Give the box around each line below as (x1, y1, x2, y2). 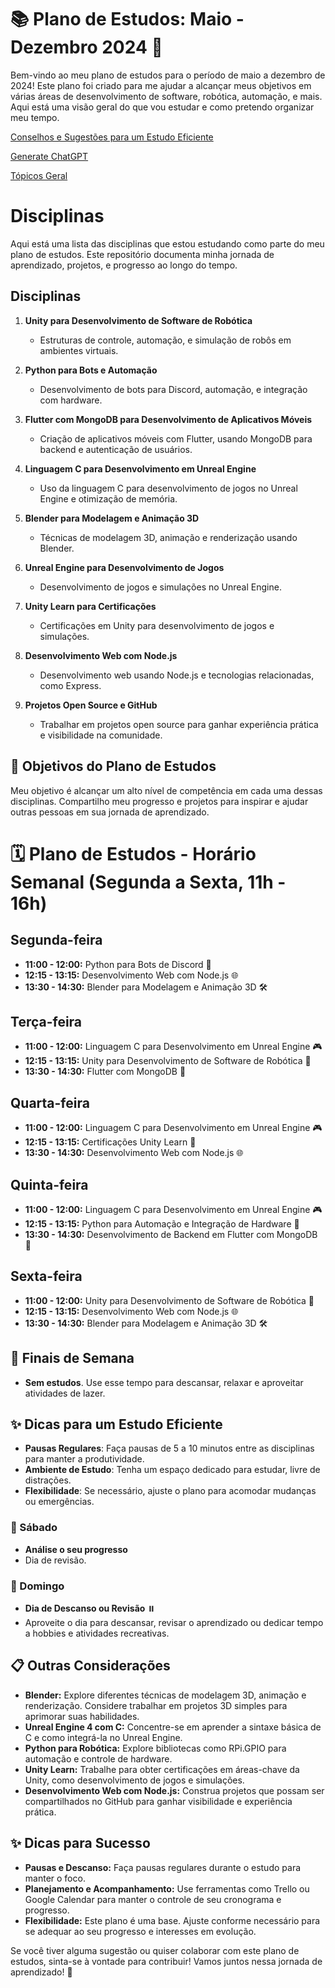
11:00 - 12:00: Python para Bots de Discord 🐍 (24, 958, 212, 970)
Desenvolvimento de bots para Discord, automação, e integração (39, 383, 308, 395)
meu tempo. (10, 111, 60, 123)
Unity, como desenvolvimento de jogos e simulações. (24, 1774, 245, 1786)
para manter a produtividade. (24, 1453, 145, 1465)
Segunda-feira (10, 932, 103, 949)
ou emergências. (24, 1496, 95, 1508)
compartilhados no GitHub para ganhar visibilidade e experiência (24, 1795, 293, 1807)
